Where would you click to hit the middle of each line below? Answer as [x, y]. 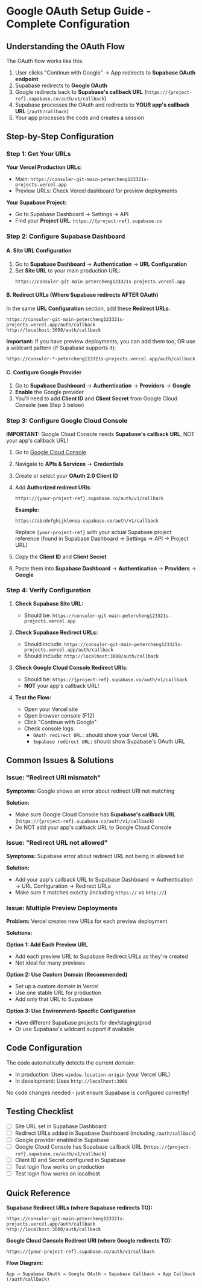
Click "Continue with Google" [60, 722]
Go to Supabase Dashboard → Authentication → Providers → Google [103, 386]
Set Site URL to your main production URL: [68, 270]
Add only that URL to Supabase [54, 999]
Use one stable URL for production [58, 993]
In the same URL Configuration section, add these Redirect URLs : [88, 309]
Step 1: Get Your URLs [39, 154]
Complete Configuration [68, 24]
